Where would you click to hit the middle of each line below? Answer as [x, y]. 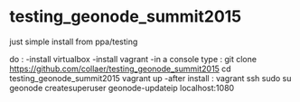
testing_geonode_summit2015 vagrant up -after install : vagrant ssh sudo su [150, 78]
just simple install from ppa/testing [74, 42]
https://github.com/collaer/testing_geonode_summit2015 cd [121, 69]
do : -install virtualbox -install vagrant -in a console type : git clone [133, 59]
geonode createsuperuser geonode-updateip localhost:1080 [122, 88]
